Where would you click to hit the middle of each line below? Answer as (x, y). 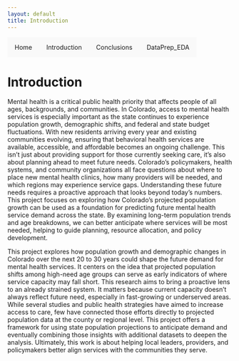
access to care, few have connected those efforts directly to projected (111, 312)
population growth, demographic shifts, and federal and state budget (109, 125)
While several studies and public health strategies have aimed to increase (115, 305)
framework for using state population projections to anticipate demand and (117, 328)
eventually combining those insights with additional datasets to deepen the (117, 335)
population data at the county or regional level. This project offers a (106, 320)
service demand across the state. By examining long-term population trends (119, 215)
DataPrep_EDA (168, 47)
